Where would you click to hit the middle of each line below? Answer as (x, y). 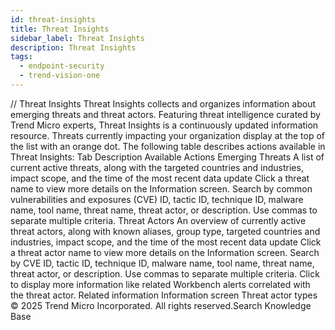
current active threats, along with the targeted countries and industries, (157, 167)
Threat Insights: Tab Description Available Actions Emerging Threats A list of (167, 157)
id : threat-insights (53, 19)
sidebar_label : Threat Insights (77, 38)
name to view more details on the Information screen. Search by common (161, 188)
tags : (21, 57)
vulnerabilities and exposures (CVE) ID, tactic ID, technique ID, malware (157, 199)
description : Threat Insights (73, 47)
